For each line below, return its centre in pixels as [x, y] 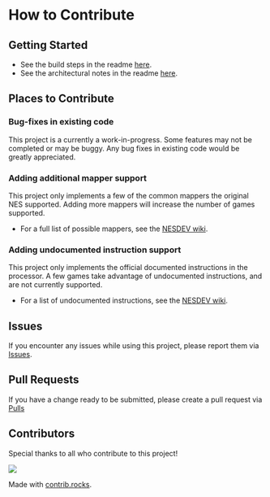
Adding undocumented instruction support [95, 250]
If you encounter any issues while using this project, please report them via [134, 346]
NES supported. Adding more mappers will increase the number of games [132, 204]
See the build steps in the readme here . [86, 64]
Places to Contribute [62, 99]
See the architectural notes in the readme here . [99, 73]
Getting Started [48, 45]
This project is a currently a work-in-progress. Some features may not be [131, 139]
